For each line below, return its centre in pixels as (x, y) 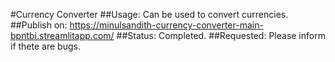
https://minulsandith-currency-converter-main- (166, 25)
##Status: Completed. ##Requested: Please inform (221, 35)
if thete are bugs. (45, 46)
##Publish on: (39, 25)
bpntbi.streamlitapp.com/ (62, 35)
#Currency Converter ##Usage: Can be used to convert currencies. (149, 14)
